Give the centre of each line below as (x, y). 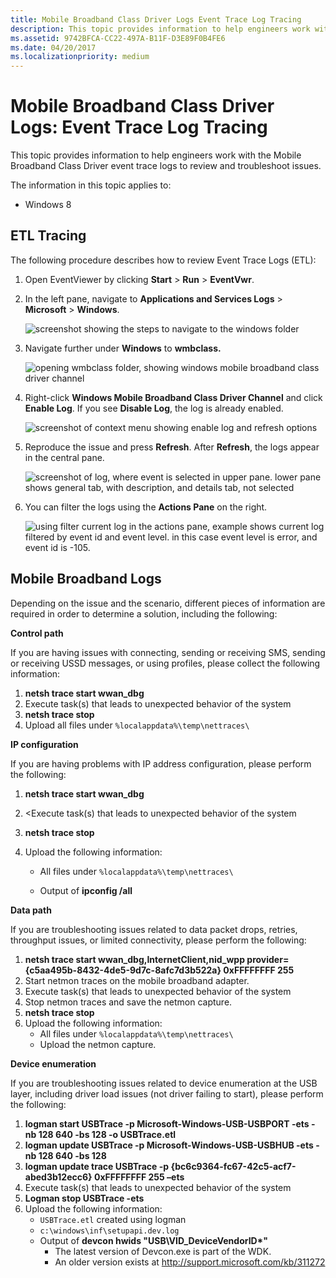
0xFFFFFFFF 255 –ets (139, 1177)
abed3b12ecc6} (58, 1177)
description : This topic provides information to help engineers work (160, 29)
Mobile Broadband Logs (86, 579)
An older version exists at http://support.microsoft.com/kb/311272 (190, 1262)
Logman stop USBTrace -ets (84, 1198)
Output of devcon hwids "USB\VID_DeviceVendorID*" (153, 1240)
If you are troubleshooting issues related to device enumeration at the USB (164, 1083)
